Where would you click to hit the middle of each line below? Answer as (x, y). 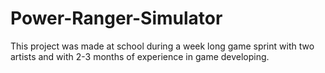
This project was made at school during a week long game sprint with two (162, 46)
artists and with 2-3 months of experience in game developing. (140, 56)
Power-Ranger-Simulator (116, 18)
